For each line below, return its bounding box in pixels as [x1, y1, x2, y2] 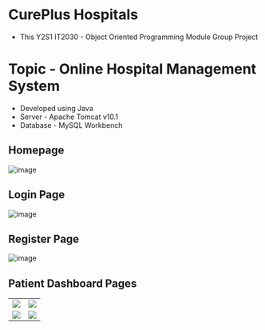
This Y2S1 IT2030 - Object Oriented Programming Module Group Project [19, 32, 259, 42]
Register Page [8, 232, 80, 245]
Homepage [8, 144, 65, 157]
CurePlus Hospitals [8, 6, 138, 24]
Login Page [8, 188, 65, 201]
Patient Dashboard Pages [8, 276, 137, 290]
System [8, 78, 61, 95]
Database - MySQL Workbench [19, 120, 123, 129]
